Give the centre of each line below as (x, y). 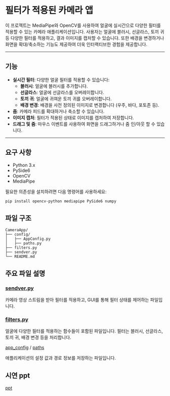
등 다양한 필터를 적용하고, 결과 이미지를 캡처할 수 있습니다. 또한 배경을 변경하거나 (85, 38)
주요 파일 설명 (25, 273)
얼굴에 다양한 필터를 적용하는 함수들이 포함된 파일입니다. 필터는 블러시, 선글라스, (84, 331)
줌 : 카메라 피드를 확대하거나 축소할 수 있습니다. (58, 111)
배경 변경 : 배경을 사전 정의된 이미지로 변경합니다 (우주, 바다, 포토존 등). (90, 105)
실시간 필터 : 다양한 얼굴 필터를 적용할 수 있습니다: (61, 79)
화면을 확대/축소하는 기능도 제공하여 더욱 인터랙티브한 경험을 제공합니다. (76, 44)
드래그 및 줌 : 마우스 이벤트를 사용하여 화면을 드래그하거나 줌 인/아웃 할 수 (84, 124)
